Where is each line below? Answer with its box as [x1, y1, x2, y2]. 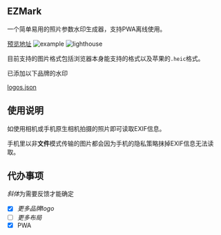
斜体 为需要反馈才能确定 [7, 190, 74, 198]
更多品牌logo [17, 204, 55, 213]
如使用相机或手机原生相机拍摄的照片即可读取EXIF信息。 [7, 124, 166, 132]
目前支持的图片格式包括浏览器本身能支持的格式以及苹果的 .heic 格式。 [7, 54, 204, 62]
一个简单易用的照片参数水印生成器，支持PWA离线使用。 [7, 24, 166, 33]
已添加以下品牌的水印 [7, 69, 68, 77]
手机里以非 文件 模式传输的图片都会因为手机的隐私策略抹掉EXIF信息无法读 [7, 139, 214, 148]
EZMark [7, 6, 42, 17]
